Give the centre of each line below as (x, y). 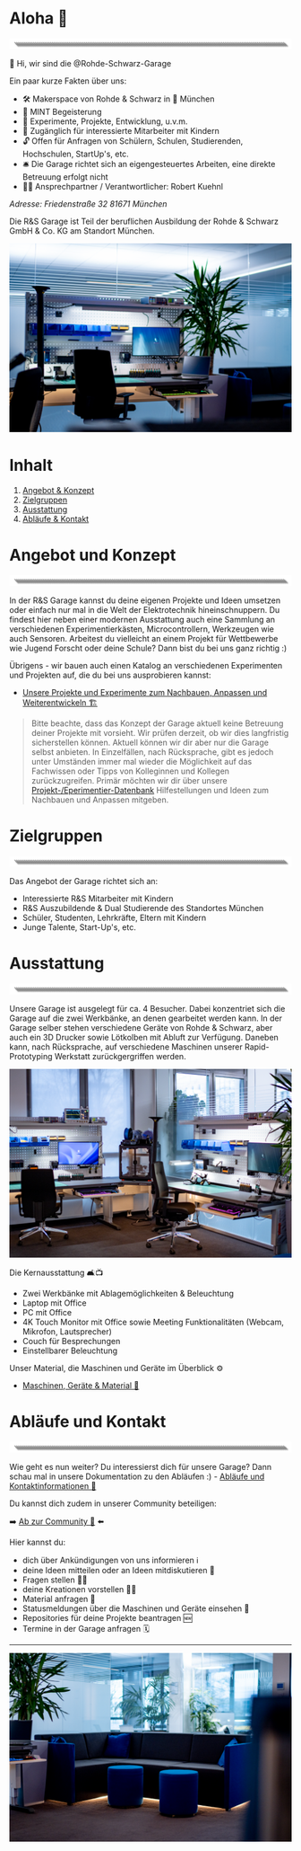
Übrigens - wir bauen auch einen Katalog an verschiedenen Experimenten (146, 665)
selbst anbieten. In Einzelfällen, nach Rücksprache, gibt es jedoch (152, 752)
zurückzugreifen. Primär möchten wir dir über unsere (129, 780)
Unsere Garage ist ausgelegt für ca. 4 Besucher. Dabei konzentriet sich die (147, 1009)
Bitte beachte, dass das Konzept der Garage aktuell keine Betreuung (157, 723)
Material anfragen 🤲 (59, 1599)
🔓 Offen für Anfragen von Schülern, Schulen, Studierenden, (133, 141)
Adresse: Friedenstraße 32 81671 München (88, 204)
